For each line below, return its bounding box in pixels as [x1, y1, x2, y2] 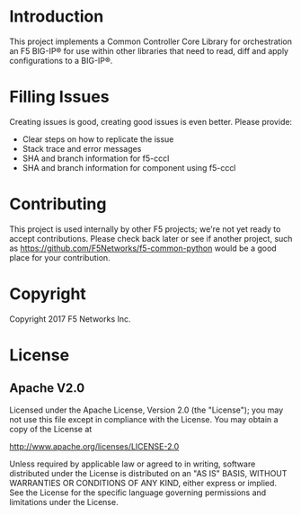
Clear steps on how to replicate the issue [22, 133, 174, 145]
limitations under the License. [9, 496, 119, 507]
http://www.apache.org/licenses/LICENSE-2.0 [9, 440, 180, 451]
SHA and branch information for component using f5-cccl [22, 162, 236, 173]
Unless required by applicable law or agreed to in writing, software [9, 458, 256, 469]
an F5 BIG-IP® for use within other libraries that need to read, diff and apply [9, 45, 289, 56]
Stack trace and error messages [22, 143, 142, 154]
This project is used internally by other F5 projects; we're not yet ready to [9, 223, 281, 235]
